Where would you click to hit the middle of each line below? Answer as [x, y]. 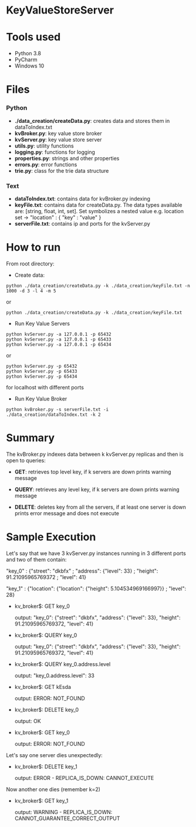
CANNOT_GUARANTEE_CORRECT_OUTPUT [67, 818]
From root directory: [30, 263]
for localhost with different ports [45, 387]
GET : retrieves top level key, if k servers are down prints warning [93, 472]
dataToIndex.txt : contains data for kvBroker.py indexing [82, 199]
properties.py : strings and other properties [67, 158]
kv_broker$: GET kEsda [43, 687]
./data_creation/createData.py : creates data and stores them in [92, 120]
